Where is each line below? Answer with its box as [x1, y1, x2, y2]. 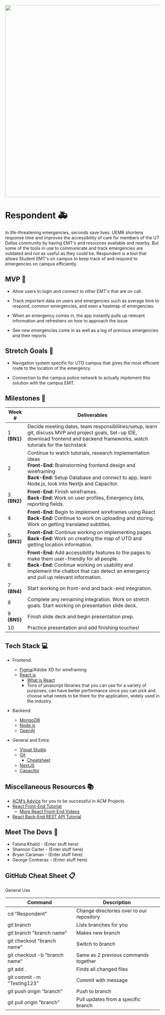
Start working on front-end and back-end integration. [27, 585, 152, 592]
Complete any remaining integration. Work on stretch [27, 596, 150, 603]
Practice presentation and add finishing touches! [27, 624, 139, 631]
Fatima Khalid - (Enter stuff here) [12, 841, 79, 847]
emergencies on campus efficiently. [5, 261, 78, 267]
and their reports [12, 332, 47, 338]
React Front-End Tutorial [12, 803, 62, 809]
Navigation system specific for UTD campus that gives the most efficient [12, 360, 160, 366]
